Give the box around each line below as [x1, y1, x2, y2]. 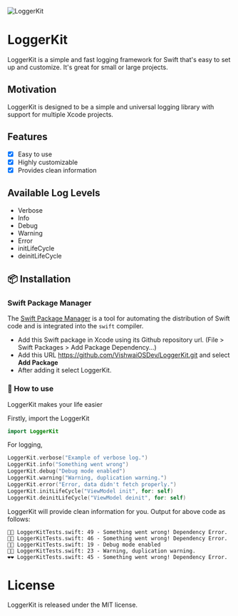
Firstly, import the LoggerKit [7, 414, 90, 423]
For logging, [7, 440, 43, 449]
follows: [7, 515, 31, 523]
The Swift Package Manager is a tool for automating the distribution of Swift [7, 314, 230, 323]
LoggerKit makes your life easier [7, 400, 103, 408]
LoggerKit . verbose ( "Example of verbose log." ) [7, 454, 148, 462]
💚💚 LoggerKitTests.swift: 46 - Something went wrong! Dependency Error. [7, 535, 228, 542]
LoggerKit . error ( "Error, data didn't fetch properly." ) [7, 480, 177, 488]
